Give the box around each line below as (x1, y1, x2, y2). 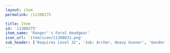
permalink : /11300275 (5, 12, 51, 17)
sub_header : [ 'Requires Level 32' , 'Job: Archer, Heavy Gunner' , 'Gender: (5, 40, 167, 45)
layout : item (5, 7, 33, 13)
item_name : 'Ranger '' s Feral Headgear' (5, 31, 90, 36)
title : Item (5, 21, 31, 26)
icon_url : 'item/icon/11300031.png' (5, 35, 83, 40)
